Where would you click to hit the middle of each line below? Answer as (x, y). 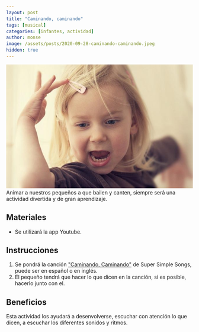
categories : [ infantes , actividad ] (50, 31)
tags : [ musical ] (26, 25)
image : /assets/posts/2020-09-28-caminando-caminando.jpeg (81, 44)
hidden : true (22, 50)
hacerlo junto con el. (40, 283)
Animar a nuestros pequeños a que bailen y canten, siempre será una (91, 192)
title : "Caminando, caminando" (45, 19)
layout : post (22, 12)
